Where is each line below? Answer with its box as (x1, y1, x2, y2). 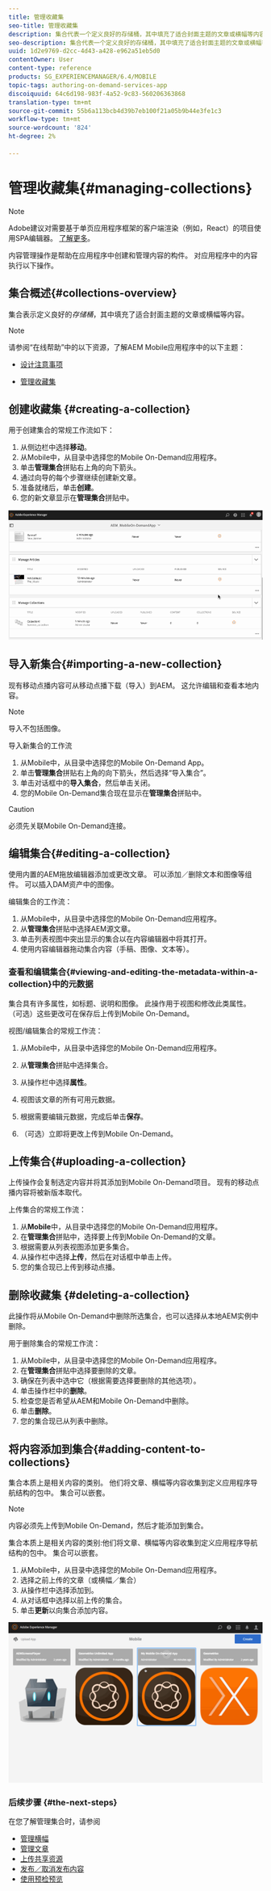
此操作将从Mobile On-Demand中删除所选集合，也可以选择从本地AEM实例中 (8, 1311, 259, 1321)
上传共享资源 (19, 1854, 63, 1864)
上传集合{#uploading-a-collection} (8, 1155, 187, 1169)
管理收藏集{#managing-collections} (8, 179, 252, 197)
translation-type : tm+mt (8, 98, 92, 107)
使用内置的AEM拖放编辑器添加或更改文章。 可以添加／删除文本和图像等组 (8, 869, 252, 880)
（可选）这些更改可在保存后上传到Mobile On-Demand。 (8, 1008, 194, 1018)
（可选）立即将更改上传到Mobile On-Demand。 (19, 1128, 177, 1138)
